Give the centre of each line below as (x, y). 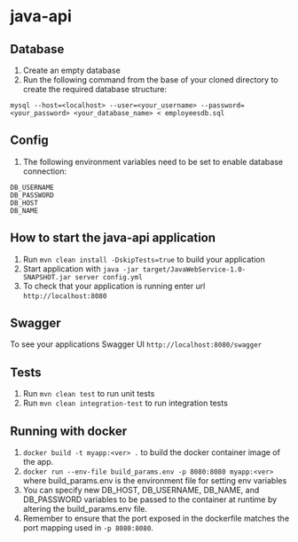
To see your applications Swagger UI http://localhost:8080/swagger (136, 344)
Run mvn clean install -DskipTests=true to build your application (144, 259)
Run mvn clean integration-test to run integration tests (125, 403)
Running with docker (69, 431)
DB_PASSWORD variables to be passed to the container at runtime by (150, 499)
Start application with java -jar (81, 269)
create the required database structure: (95, 89)
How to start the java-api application (113, 238)
